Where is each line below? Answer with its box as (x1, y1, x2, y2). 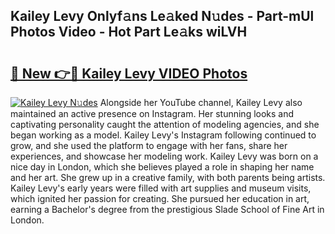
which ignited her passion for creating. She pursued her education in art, (10, 193, 310, 204)
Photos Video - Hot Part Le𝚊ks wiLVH (10, 24, 248, 41)
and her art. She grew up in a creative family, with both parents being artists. (10, 172, 326, 183)
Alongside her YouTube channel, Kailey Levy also (99, 97, 303, 108)
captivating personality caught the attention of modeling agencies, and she (10, 119, 320, 130)
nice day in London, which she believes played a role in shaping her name (10, 161, 315, 173)
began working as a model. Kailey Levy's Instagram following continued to (10, 129, 317, 141)
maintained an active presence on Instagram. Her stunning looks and (10, 108, 295, 119)
